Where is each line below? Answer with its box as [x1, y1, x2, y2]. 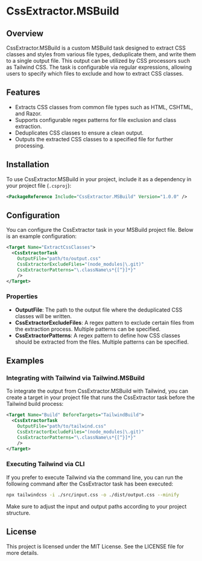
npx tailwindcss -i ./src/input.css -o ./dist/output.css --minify [6, 492, 180, 498]
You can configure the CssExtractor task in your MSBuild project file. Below [6, 226, 194, 234]
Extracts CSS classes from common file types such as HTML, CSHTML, [14, 103, 193, 111]
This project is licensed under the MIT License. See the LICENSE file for [6, 542, 185, 550]
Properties [6, 292, 38, 301]
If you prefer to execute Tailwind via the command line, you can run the [6, 473, 183, 481]
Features [6, 88, 40, 98]
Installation [6, 159, 49, 170]
